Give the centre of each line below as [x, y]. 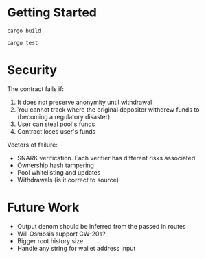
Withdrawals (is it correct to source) [68, 180]
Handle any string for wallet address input [76, 248]
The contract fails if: [35, 89]
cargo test [23, 42]
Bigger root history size [50, 241]
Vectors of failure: [33, 145]
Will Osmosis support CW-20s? [61, 234]
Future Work [43, 208]
